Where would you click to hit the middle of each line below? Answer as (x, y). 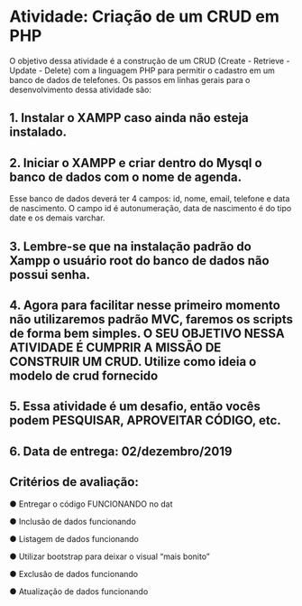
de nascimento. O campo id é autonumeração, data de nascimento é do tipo (151, 209)
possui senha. (50, 274)
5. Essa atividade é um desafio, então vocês (135, 407)
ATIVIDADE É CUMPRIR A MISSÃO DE (115, 347)
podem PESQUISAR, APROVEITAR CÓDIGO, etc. (145, 420)
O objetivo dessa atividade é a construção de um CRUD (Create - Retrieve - (150, 61)
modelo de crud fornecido (84, 375)
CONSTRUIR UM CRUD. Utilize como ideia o (133, 362)
